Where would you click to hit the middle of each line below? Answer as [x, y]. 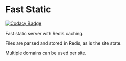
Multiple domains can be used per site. [46, 53]
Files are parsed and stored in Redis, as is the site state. [64, 43]
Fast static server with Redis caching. [44, 33]
